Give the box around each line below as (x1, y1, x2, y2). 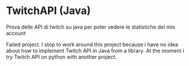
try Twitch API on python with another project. (6, 53, 117, 60)
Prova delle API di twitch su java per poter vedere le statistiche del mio (6, 23, 176, 30)
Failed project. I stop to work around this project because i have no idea (6, 41, 178, 48)
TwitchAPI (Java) (6, 4, 91, 18)
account (6, 29, 26, 36)
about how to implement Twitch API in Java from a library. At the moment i (6, 47, 184, 54)
